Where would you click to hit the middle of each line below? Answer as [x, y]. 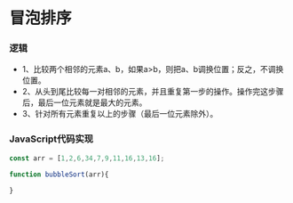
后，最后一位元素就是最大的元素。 [84, 102]
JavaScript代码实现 [51, 139]
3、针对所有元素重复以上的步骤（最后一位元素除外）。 [120, 114]
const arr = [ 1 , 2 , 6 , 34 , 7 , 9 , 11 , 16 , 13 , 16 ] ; [87, 158]
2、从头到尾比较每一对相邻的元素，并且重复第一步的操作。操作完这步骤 [153, 92]
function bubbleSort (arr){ [59, 175]
